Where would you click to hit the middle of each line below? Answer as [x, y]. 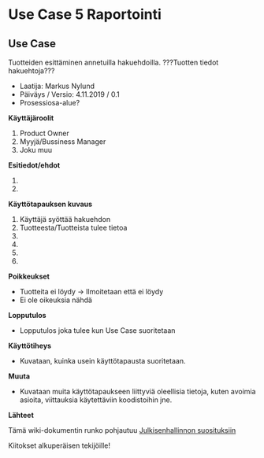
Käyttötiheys [30, 345]
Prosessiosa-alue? [50, 103]
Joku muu [36, 150]
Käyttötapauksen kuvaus [50, 204]
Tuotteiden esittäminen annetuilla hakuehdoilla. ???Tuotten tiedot [113, 62]
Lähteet [21, 415]
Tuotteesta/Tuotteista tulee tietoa [73, 227]
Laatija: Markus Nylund [57, 86]
